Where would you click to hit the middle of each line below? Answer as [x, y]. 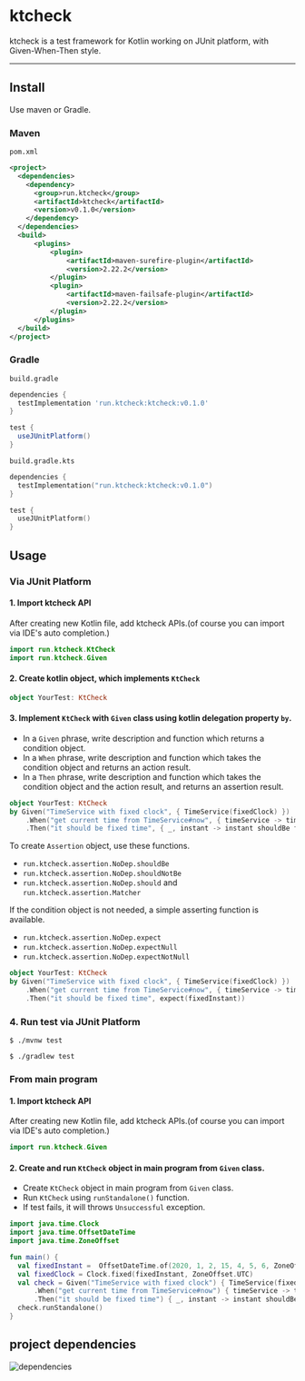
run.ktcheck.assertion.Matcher [82, 893]
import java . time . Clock [54, 1224]
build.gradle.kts [42, 461]
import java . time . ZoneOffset [64, 1241]
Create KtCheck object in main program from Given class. [128, 1188]
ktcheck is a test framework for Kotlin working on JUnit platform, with [139, 41]
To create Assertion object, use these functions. [100, 846]
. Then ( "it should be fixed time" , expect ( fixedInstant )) [136, 998]
